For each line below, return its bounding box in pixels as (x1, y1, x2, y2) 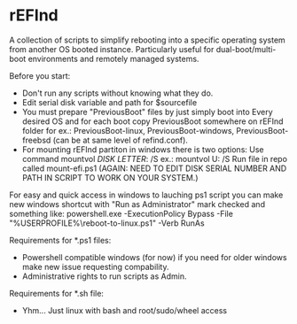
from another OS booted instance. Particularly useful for (9, 43, 215, 54)
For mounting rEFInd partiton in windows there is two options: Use (21, 143, 264, 155)
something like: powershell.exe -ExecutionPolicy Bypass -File (9, 208, 233, 219)
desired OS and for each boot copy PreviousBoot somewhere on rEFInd (21, 116, 284, 127)
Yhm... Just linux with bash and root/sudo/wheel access (21, 305, 228, 315)
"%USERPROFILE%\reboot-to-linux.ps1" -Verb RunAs (9, 218, 206, 228)
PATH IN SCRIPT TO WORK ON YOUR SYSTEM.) (21, 172, 199, 182)
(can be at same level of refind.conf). (52, 135, 189, 145)
